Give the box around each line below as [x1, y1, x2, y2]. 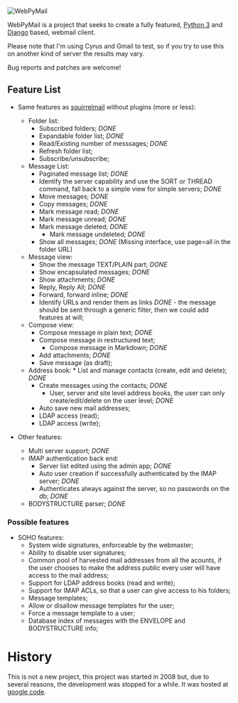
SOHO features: [17, 534, 64, 542]
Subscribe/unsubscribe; [38, 154, 110, 163]
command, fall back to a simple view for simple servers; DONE [38, 184, 222, 193]
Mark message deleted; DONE [38, 222, 128, 231]
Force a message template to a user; [28, 609, 136, 618]
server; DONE [38, 477, 80, 485]
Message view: [28, 253, 73, 261]
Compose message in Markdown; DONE [49, 343, 168, 351]
